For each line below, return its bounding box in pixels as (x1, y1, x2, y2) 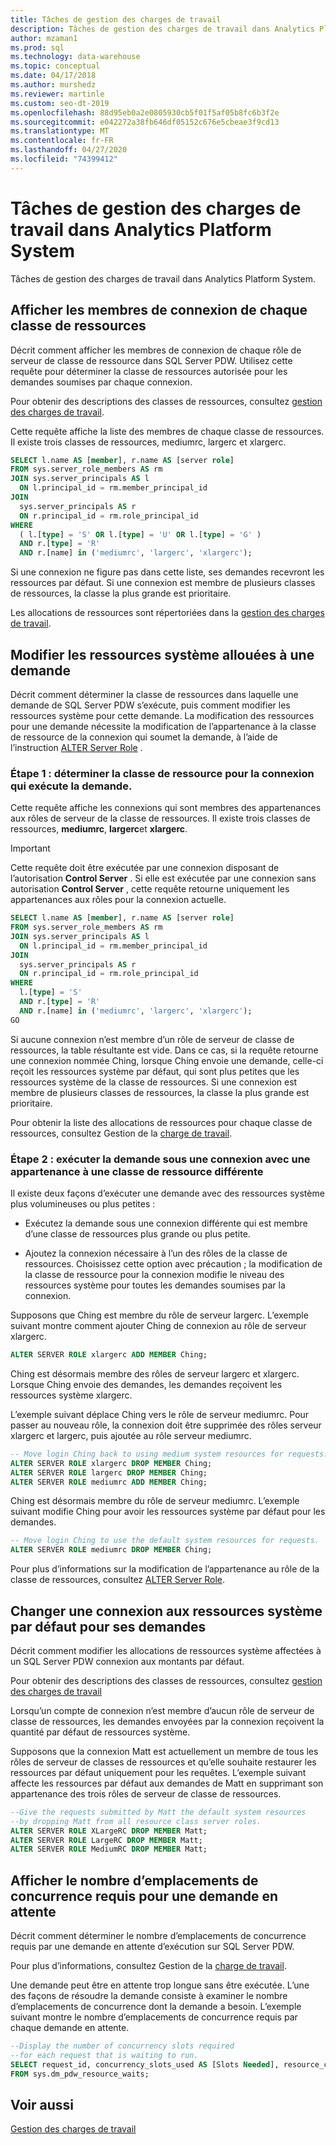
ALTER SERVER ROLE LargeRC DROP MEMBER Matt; (10, 1835, 203, 1845)
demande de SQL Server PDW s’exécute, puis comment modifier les (10, 699, 291, 711)
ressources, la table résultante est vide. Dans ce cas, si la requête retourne (10, 1044, 319, 1056)
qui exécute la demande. (10, 779, 133, 793)
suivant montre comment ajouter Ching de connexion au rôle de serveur (10, 1320, 307, 1332)
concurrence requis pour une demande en (10, 1887, 279, 1905)
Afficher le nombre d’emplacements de (10, 1872, 259, 1889)
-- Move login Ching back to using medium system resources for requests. (10, 1449, 329, 1459)
